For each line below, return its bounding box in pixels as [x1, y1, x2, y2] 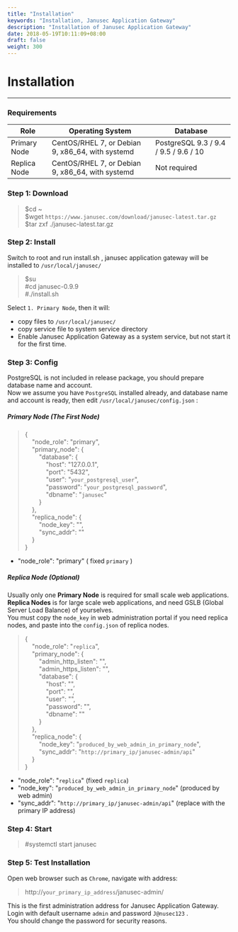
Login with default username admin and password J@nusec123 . [7, 909, 189, 917]
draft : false [7, 37, 46, 44]
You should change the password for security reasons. [7, 916, 168, 925]
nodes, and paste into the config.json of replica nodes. [7, 621, 169, 630]
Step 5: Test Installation [7, 858, 91, 868]
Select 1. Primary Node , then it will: [7, 303, 110, 312]
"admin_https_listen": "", [38, 665, 110, 674]
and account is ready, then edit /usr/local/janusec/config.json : [7, 396, 198, 404]
